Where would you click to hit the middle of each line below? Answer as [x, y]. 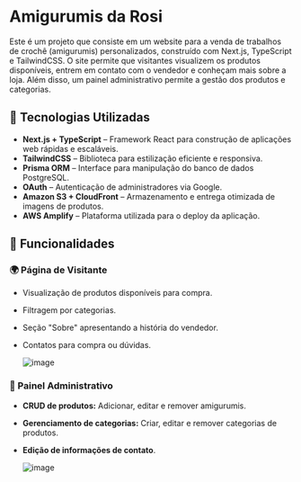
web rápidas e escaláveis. [70, 148]
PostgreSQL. [46, 177]
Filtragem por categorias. [69, 310]
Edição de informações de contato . [89, 450]
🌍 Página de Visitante [58, 270]
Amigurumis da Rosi [86, 17]
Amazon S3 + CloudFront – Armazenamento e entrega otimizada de [149, 196]
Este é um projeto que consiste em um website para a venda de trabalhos [145, 41]
